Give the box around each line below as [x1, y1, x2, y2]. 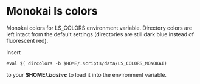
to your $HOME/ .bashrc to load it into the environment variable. [6, 71, 167, 78]
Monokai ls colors [6, 4, 98, 18]
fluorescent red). [6, 37, 49, 44]
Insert [6, 48, 21, 56]
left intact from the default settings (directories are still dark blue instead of [6, 30, 195, 37]
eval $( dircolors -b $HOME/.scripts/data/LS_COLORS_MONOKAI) [6, 60, 167, 66]
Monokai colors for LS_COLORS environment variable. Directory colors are [6, 24, 193, 31]
